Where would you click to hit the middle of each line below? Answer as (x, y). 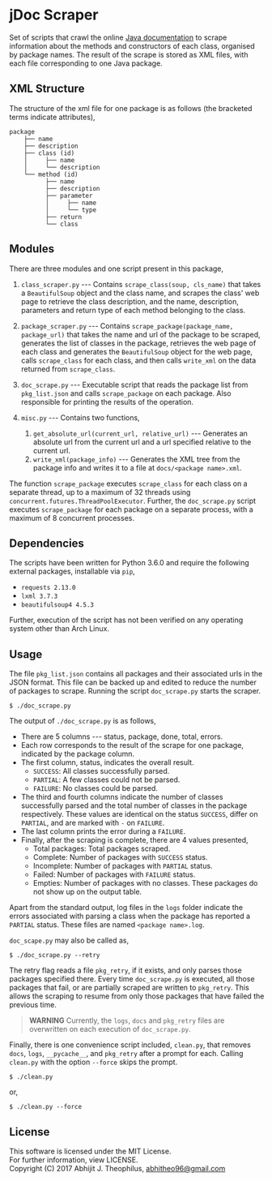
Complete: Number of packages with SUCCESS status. (120, 857)
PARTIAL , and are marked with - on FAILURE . (93, 823)
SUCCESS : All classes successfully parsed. (101, 771)
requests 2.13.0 (48, 588)
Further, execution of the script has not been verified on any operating (126, 620)
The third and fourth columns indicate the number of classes (122, 797)
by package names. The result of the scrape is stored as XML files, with (129, 54)
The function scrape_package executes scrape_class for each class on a (128, 483)
